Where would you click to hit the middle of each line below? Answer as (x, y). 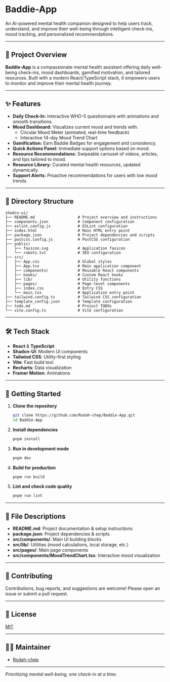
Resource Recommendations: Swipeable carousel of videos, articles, (85, 154)
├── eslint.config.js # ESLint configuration (67, 226)
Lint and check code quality (42, 486)
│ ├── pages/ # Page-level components (68, 284)
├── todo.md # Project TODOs (59, 306)
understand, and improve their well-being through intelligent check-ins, (79, 28)
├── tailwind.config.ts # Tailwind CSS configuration (73, 297)
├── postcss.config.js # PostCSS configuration (68, 240)
